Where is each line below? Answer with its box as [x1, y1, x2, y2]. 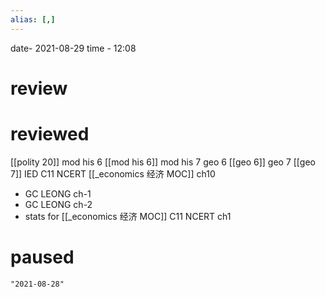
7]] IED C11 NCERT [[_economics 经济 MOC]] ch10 [10, 167, 216, 180]
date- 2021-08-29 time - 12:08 [10, 42, 137, 54]
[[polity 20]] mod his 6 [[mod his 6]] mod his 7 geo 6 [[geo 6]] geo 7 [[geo [10, 156, 316, 168]
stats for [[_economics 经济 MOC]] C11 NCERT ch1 [24, 210, 232, 222]
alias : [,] [10, 14, 56, 25]
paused [10, 246, 75, 268]
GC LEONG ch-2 [24, 198, 93, 210]
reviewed [10, 123, 90, 145]
